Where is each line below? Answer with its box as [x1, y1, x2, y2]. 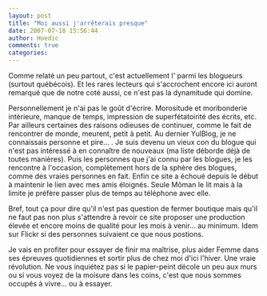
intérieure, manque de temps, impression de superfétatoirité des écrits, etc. [8, 112, 257, 121]
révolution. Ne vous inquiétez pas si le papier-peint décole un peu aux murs [8, 262, 257, 271]
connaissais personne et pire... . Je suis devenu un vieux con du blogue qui [8, 138, 257, 146]
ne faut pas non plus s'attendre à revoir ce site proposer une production [8, 213, 245, 222]
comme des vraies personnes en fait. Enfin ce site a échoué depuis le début [8, 171, 258, 181]
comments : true [8, 42, 59, 50]
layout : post [8, 11, 52, 20]
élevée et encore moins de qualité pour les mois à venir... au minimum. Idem [8, 221, 258, 230]
